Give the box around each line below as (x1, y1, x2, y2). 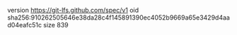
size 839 (43, 21, 69, 29)
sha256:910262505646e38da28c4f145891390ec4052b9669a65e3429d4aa (7, 13, 230, 22)
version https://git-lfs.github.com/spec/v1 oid (7, 6, 139, 14)
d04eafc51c (7, 21, 42, 29)
